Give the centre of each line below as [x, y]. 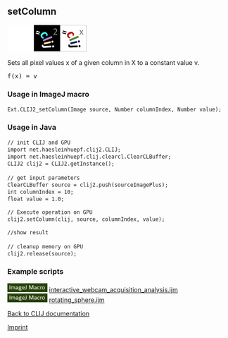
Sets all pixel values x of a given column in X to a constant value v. [103, 62]
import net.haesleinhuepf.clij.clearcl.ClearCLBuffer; [89, 157]
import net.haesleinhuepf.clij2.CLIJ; [64, 150]
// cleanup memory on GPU [45, 247]
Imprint [18, 327]
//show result [28, 233]
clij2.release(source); [42, 254]
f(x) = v [22, 76]
